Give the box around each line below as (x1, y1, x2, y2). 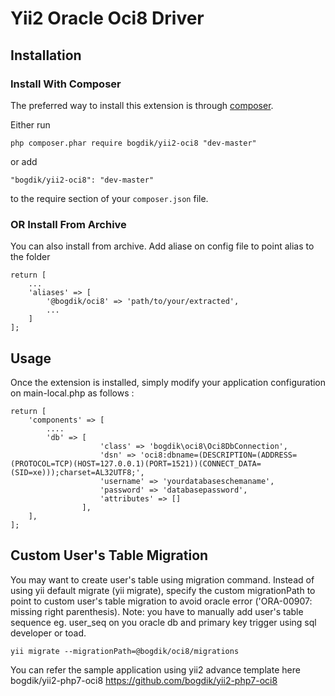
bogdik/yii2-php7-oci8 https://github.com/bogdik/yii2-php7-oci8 (10, 674, 278, 686)
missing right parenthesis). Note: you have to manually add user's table (10, 605, 304, 617)
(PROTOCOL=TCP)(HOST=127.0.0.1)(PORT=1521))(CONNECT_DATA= (10, 458, 262, 469)
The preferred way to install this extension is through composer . (10, 99, 274, 111)
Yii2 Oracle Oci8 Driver (10, 7, 205, 30)
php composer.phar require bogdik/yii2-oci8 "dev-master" (10, 138, 257, 148)
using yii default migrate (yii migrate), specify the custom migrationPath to (10, 584, 316, 596)
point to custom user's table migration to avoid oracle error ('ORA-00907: (10, 595, 313, 607)
